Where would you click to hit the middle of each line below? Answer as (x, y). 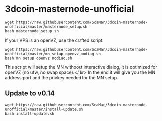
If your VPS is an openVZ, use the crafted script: (54, 40)
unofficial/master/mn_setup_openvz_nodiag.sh (53, 54)
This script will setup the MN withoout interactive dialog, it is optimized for (81, 67)
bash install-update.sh (30, 113)
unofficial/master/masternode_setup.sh (46, 27)
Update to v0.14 (30, 93)
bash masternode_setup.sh (32, 31)
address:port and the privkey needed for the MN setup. (62, 77)
